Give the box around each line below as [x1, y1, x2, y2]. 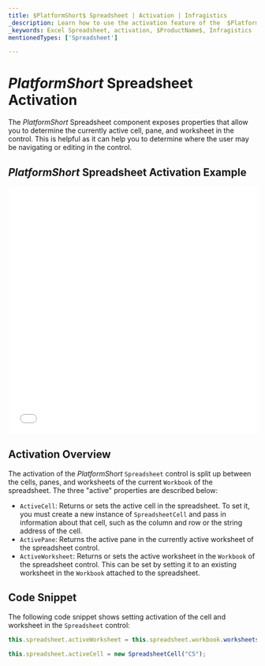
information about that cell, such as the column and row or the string [19, 517, 243, 527]
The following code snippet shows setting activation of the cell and [8, 611, 226, 621]
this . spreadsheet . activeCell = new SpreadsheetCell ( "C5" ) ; [8, 649, 207, 658]
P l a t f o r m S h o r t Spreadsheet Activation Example [8, 165, 247, 179]
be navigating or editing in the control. [8, 143, 132, 152]
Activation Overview [8, 448, 111, 461]
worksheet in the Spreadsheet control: [8, 620, 130, 630]
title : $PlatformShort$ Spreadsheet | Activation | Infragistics [8, 11, 227, 20]
